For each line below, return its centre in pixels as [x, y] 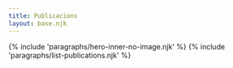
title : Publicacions [43, 16]
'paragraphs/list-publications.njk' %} [70, 55]
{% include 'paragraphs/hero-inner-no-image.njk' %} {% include [117, 46]
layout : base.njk [38, 23]
